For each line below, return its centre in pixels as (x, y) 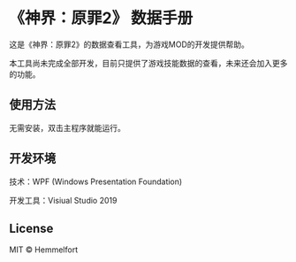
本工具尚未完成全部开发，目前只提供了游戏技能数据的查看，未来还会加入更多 (148, 63)
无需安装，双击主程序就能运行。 (67, 127)
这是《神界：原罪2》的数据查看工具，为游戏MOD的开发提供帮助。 (129, 44)
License (31, 228)
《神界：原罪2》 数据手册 (101, 18)
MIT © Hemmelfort (43, 250)
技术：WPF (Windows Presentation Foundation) (96, 181)
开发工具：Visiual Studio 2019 (63, 200)
